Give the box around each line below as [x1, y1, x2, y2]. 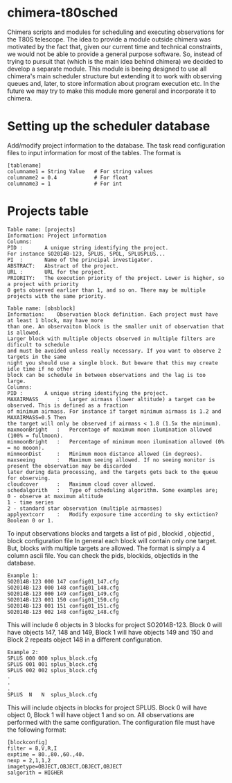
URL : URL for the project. [7, 268, 107, 275]
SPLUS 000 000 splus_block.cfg [7, 655, 98, 662]
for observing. [7, 475, 51, 482]
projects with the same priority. [7, 292, 107, 299]
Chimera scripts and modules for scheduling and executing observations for [7, 28, 224, 36]
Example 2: [7, 649, 39, 656]
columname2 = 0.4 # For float [7, 174, 129, 181]
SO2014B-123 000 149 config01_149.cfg [7, 590, 119, 597]
